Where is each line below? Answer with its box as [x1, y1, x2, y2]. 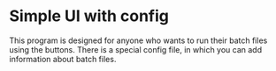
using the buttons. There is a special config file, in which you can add [9, 44, 263, 54]
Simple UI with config [9, 6, 170, 26]
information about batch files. [9, 53, 117, 64]
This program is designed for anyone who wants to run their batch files [9, 35, 268, 46]
